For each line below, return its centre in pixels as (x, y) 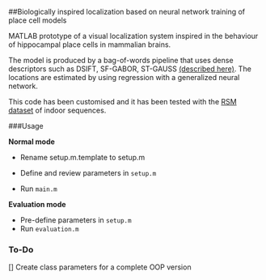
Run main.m (39, 189)
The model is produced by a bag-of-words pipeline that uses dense (121, 60)
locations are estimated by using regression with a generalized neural (124, 77)
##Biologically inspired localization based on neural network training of (127, 12)
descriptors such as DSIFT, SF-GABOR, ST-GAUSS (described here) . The (130, 69)
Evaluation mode (37, 204)
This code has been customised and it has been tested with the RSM (122, 102)
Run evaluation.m (49, 229)
